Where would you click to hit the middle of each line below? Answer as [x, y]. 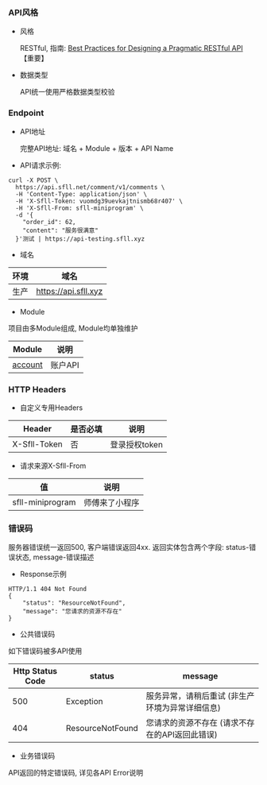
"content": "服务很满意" [61, 230]
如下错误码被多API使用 [45, 651]
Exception [85, 702]
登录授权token [136, 444]
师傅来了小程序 [111, 502]
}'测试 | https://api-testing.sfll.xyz [80, 239]
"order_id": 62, [50, 222]
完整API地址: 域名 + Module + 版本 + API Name [97, 148]
